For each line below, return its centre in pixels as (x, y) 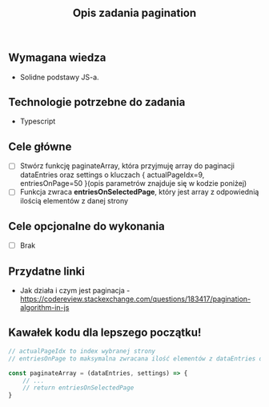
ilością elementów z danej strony (74, 201)
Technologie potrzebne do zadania (97, 102)
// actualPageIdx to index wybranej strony (82, 351)
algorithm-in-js (44, 308)
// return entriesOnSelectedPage (78, 388)
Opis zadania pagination (134, 13)
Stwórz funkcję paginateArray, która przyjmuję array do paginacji (127, 166)
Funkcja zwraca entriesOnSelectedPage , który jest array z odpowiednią (139, 192)
